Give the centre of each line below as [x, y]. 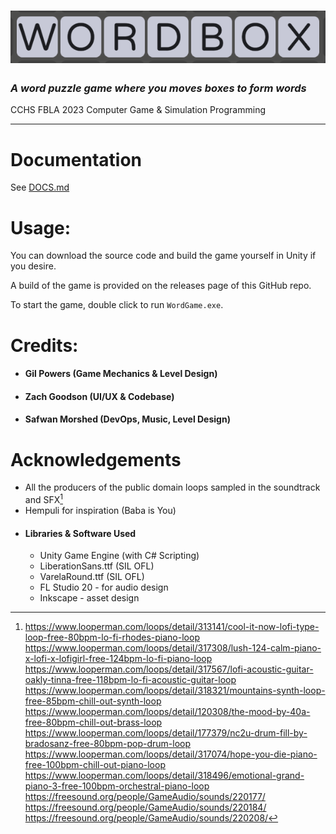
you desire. [33, 266]
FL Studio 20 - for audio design [104, 587]
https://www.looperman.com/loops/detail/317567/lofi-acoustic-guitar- [169, 669]
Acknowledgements [96, 459]
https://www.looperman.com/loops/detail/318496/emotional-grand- [164, 776]
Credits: [44, 345]
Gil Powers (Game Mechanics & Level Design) [121, 374]
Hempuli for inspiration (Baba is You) [100, 510]
